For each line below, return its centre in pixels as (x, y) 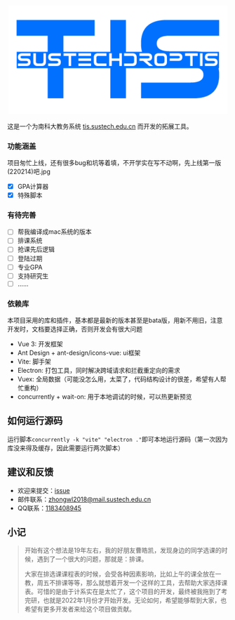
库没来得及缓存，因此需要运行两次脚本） (66, 448)
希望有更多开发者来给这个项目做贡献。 (80, 609)
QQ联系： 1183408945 (49, 508)
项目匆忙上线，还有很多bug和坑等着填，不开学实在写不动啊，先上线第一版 (114, 162)
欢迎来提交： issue (43, 490)
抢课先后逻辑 (36, 249)
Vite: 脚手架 (34, 362)
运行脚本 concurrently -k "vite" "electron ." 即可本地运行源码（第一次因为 (117, 439)
